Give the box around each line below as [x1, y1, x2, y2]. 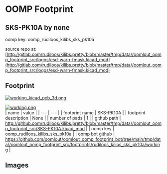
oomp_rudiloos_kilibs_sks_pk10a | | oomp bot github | [5, 131, 115, 137]
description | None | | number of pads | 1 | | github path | [5, 115, 121, 121]
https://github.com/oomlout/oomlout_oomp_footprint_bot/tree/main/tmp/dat [5, 136, 161, 142]
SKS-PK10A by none [5, 23, 70, 32]
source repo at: [5, 46, 36, 52]
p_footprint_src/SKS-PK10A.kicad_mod [5, 125, 85, 131]
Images [5, 161, 29, 170]
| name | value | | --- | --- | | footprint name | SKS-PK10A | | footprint [5, 109, 146, 115]
